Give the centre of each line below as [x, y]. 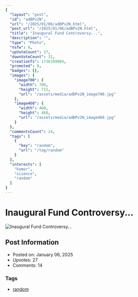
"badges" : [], [24, 71]
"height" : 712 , [34, 89]
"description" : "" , [30, 38]
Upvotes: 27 [25, 260]
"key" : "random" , [37, 146]
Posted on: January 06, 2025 [43, 254]
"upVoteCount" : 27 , [30, 52]
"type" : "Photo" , [28, 43]
